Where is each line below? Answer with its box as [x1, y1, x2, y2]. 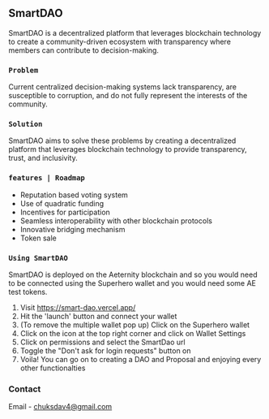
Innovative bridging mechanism [19, 224, 126, 234]
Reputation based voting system [19, 190, 128, 200]
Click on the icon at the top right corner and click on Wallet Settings [19, 329, 246, 338]
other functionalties [19, 363, 86, 373]
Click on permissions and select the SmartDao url [19, 337, 186, 347]
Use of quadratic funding [19, 198, 105, 208]
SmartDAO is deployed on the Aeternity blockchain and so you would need [8, 270, 258, 279]
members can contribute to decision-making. [8, 45, 160, 55]
